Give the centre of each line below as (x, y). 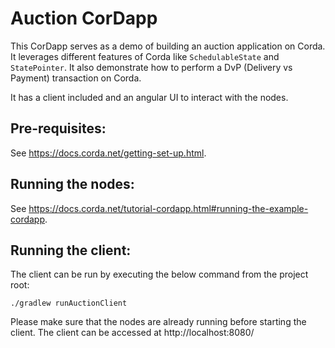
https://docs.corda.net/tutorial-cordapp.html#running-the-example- (168, 208)
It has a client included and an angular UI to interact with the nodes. (149, 97)
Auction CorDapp (84, 18)
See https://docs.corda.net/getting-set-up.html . (108, 153)
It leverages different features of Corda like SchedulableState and (145, 56)
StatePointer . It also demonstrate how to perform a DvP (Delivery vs (151, 67)
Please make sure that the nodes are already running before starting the (158, 322)
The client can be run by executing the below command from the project (159, 274)
